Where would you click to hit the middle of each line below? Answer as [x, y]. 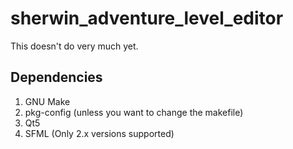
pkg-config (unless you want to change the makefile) [134, 112]
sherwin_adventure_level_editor [147, 18]
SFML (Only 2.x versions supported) [99, 133]
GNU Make [47, 101]
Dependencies [56, 77]
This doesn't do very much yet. [74, 46]
